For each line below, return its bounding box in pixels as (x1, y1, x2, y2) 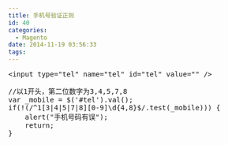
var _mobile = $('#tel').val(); (8, 95, 133, 104)
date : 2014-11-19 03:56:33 (8, 41, 97, 49)
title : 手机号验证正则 (8, 11, 75, 20)
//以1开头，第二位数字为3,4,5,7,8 (8, 87, 128, 95)
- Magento (15, 33, 47, 42)
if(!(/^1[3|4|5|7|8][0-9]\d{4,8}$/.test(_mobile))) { (8, 103, 221, 112)
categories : (8, 26, 47, 34)
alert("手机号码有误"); (24, 113, 109, 121)
